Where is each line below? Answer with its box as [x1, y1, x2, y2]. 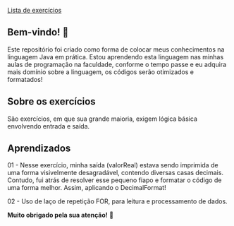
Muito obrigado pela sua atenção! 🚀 [7, 211, 114, 220]
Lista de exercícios [7, 6, 62, 14]
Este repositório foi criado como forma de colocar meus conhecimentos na [7, 45, 225, 54]
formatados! [7, 75, 43, 83]
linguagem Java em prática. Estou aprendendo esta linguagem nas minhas [7, 52, 224, 61]
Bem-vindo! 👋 [7, 26, 69, 38]
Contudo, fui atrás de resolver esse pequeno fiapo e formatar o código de [7, 176, 222, 184]
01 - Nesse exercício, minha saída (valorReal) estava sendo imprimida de [7, 161, 218, 169]
